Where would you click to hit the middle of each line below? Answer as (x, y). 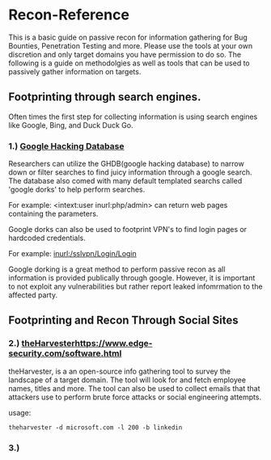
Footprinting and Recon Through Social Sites (123, 321)
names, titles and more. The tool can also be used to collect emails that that (134, 388)
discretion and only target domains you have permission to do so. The (125, 54)
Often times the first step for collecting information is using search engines (133, 116)
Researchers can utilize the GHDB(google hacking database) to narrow (126, 164)
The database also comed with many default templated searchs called (125, 181)
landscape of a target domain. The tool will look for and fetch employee (127, 380)
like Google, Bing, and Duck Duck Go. (71, 125)
